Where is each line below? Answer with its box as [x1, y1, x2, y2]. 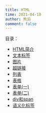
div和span [12, 96, 33, 102]
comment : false [5, 21, 37, 26]
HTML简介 [12, 46, 34, 52]
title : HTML [5, 7, 30, 12]
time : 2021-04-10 [5, 12, 41, 17]
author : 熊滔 [5, 16, 31, 21]
